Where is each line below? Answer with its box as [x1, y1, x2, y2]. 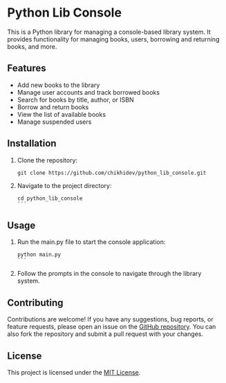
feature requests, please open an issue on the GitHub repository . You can [7, 323, 216, 331]
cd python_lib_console [17, 195, 83, 202]
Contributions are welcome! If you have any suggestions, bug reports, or [7, 315, 214, 324]
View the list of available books [17, 110, 106, 118]
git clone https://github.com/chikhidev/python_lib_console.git [17, 169, 207, 176]
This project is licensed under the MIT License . [7, 368, 141, 376]
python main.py [17, 251, 62, 259]
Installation [7, 138, 57, 149]
